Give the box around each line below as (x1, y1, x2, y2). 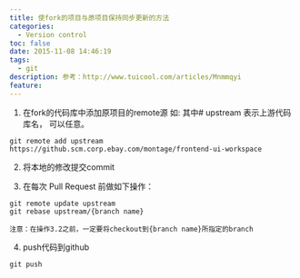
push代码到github (22, 242, 90, 253)
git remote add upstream (9, 136, 104, 145)
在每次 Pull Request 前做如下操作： (22, 181, 155, 192)
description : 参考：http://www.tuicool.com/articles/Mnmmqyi (9, 73, 242, 82)
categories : (9, 22, 55, 31)
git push (9, 260, 43, 269)
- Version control (17, 30, 88, 39)
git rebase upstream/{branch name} (9, 206, 145, 216)
